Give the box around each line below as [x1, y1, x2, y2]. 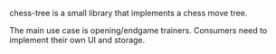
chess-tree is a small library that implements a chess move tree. [9, 8, 248, 18]
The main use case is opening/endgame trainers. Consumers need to [9, 25, 268, 35]
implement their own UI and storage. [9, 35, 146, 45]
